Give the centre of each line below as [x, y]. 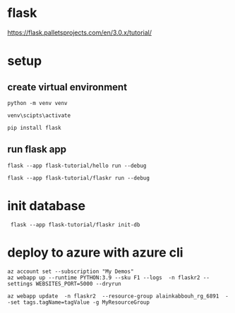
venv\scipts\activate [39, 115]
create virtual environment [67, 87]
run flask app [37, 149]
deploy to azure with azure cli [95, 252]
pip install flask [34, 128]
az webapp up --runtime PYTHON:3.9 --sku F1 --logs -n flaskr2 [104, 277]
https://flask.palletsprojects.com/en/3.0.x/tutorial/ [80, 32]
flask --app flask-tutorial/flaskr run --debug [79, 178]
